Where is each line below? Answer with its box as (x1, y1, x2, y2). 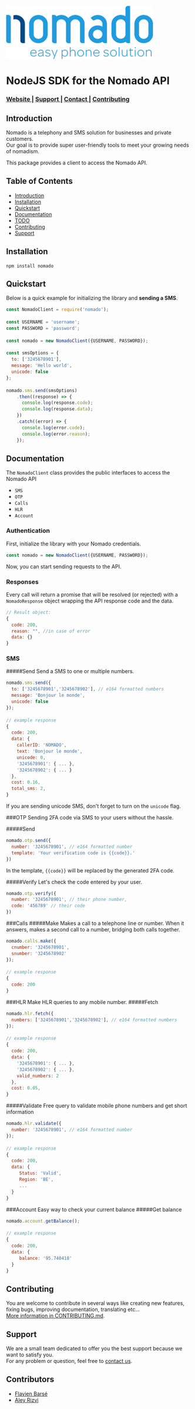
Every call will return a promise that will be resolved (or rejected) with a (6, 591, 178, 598)
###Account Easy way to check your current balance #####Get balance (6, 1206, 182, 1213)
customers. (6, 135, 33, 142)
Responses (6, 578, 39, 586)
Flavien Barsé (14, 1390, 48, 1397)
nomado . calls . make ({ (6, 938, 57, 944)
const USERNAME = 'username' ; (6, 319, 80, 325)
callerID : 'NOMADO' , (16, 742, 67, 748)
